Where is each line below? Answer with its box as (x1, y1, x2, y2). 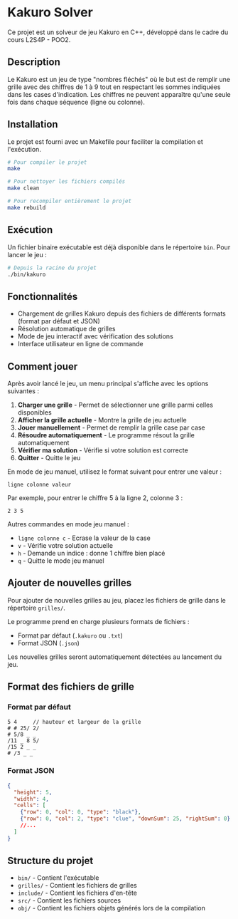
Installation (7, 118, 58, 130)
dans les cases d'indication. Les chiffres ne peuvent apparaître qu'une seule (7, 90, 231, 98)
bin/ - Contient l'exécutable (17, 873, 99, 882)
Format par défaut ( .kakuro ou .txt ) (17, 631, 123, 640)
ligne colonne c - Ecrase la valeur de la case (17, 534, 151, 542)
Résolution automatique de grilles (17, 325, 116, 333)
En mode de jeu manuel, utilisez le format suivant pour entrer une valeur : (7, 467, 222, 476)
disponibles (17, 408, 52, 417)
